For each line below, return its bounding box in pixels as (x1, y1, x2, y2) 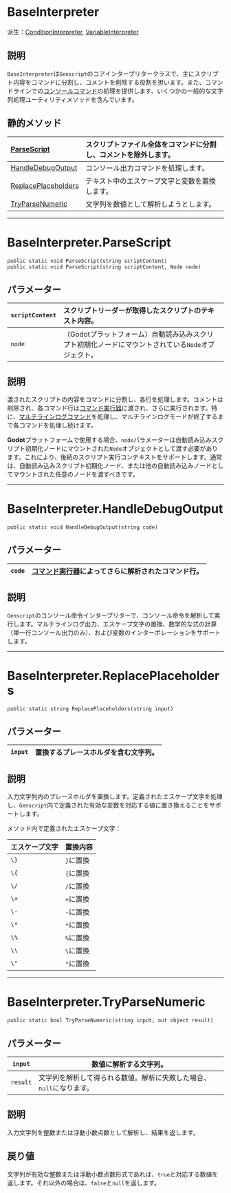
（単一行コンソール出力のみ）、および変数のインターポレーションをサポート (7, 628, 221, 637)
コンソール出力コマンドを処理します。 (85, 163, 209, 173)
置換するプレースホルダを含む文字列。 (34, 748, 159, 757)
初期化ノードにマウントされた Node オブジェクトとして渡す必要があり (25, 445, 219, 453)
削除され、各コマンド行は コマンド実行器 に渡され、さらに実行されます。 (7, 404, 212, 412)
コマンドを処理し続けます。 (19, 421, 98, 430)
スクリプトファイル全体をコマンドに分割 (85, 139, 217, 149)
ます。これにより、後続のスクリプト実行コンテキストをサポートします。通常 (7, 453, 222, 461)
